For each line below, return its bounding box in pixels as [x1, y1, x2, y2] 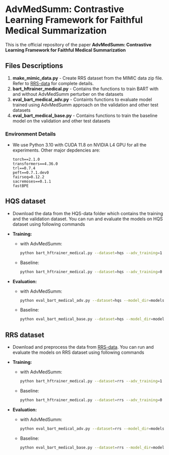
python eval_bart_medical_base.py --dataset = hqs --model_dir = [20, 316, 153, 322]
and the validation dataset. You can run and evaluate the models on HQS [12, 216, 163, 222]
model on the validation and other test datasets [12, 117, 111, 124]
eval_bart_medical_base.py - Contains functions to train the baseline [12, 112, 157, 118]
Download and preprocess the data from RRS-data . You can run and [12, 344, 154, 350]
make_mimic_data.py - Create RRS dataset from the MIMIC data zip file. [12, 75, 163, 81]
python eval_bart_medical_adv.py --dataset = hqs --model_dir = [20, 298, 151, 303]
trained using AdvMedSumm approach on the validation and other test [12, 102, 158, 108]
